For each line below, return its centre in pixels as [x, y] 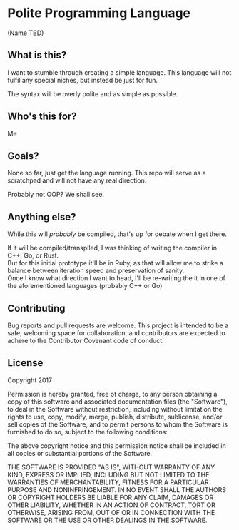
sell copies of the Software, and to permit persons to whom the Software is [118, 424]
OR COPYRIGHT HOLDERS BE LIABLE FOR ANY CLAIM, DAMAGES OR [111, 497]
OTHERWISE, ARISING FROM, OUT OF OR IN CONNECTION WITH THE [111, 512]
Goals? [23, 156]
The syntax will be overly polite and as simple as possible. [93, 93]
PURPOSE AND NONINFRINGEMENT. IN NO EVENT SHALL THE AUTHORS [117, 489]
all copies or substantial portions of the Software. [80, 453]
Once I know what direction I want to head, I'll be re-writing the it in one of [117, 278]
